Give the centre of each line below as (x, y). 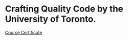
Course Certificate (24, 32)
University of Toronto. (51, 19)
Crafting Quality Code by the (64, 9)
